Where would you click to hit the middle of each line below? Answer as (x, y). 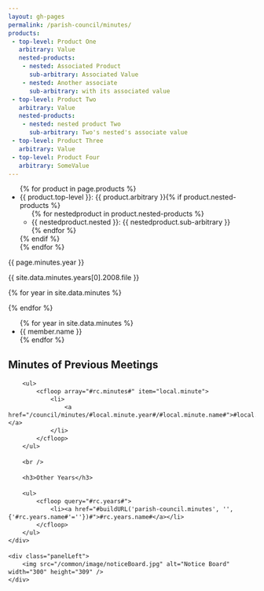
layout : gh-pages (37, 16)
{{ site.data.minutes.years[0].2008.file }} (74, 278)
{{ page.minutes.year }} (46, 262)
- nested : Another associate (70, 82)
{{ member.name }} (51, 332)
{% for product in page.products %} (78, 189)
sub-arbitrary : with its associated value (99, 91)
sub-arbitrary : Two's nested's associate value (108, 133)
